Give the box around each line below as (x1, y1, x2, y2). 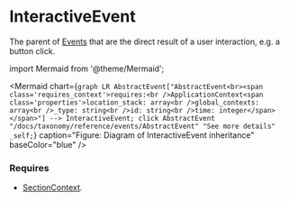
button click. (9, 45, 56, 56)
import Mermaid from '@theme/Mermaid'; (9, 63, 165, 74)
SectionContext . (22, 182, 83, 193)
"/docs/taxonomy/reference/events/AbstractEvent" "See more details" (9, 122, 276, 131)
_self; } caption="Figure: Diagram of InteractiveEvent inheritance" (9, 129, 255, 141)
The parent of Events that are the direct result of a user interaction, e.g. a (9, 36, 281, 47)
